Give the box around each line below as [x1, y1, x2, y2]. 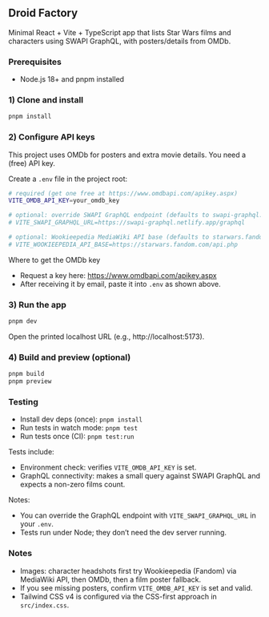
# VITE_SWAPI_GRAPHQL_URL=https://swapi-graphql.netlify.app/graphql [8, 219, 246, 227]
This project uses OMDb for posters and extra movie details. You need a [8, 150, 247, 159]
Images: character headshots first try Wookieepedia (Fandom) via [19, 566, 237, 575]
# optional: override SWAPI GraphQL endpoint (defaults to [8, 212, 210, 220]
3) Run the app [8, 299, 66, 310]
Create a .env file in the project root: [8, 174, 128, 183]
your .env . [19, 519, 54, 529]
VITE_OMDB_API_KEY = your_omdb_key [8, 196, 120, 205]
